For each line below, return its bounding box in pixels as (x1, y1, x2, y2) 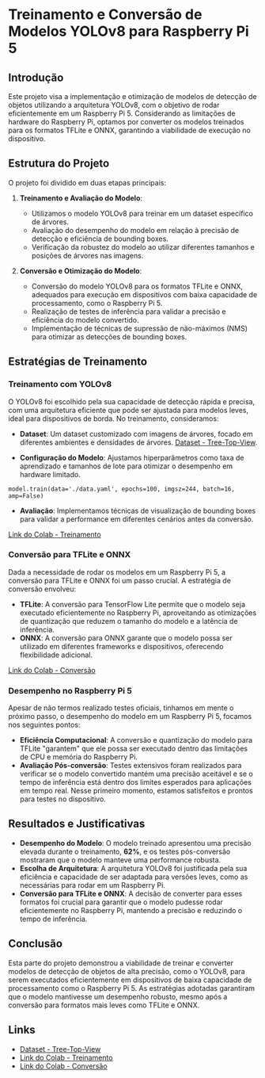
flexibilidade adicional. (19, 650, 93, 659)
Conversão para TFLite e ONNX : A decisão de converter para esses (19, 889, 243, 898)
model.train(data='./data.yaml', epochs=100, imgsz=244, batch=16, (8, 485, 236, 493)
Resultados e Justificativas (8, 817, 146, 831)
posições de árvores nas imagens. (31, 250, 144, 260)
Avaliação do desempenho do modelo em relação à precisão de (31, 225, 240, 235)
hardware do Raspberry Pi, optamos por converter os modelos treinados (8, 117, 244, 126)
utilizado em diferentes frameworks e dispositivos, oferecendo (19, 641, 224, 651)
